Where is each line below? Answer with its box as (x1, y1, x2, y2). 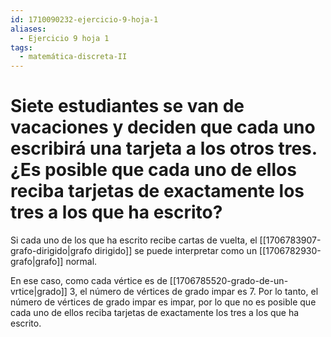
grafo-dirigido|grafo (10, 245, 93, 257)
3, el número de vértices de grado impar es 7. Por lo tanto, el (69, 286, 319, 298)
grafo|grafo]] (10, 256, 64, 268)
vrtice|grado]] (10, 286, 68, 298)
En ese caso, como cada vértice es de (10, 275, 168, 287)
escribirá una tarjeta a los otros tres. (10, 137, 318, 160)
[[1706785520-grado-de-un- (169, 275, 289, 287)
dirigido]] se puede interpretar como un (94, 245, 258, 257)
